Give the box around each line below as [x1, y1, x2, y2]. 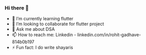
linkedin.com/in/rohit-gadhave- [77, 32, 142, 38]
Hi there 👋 [4, 4, 29, 11]
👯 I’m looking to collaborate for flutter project [11, 21, 104, 27]
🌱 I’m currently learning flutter [11, 16, 74, 22]
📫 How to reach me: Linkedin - [11, 32, 77, 38]
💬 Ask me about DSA [11, 26, 55, 32]
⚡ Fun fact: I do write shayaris [11, 45, 73, 51]
